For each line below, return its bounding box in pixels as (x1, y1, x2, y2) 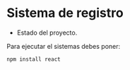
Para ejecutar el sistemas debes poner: (6, 42, 121, 50)
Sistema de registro (6, 5, 124, 21)
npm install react (6, 55, 61, 63)
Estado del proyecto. (16, 28, 78, 37)
